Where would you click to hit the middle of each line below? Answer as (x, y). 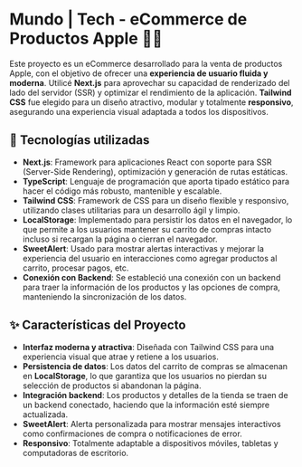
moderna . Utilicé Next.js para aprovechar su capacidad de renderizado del (150, 82)
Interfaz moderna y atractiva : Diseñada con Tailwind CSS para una (148, 347)
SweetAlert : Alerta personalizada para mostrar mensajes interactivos (152, 424)
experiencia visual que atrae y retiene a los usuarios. (121, 357)
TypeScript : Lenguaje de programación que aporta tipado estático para (156, 181)
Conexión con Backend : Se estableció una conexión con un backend (151, 277)
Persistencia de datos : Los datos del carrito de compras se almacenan (155, 366)
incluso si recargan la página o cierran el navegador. (120, 239)
